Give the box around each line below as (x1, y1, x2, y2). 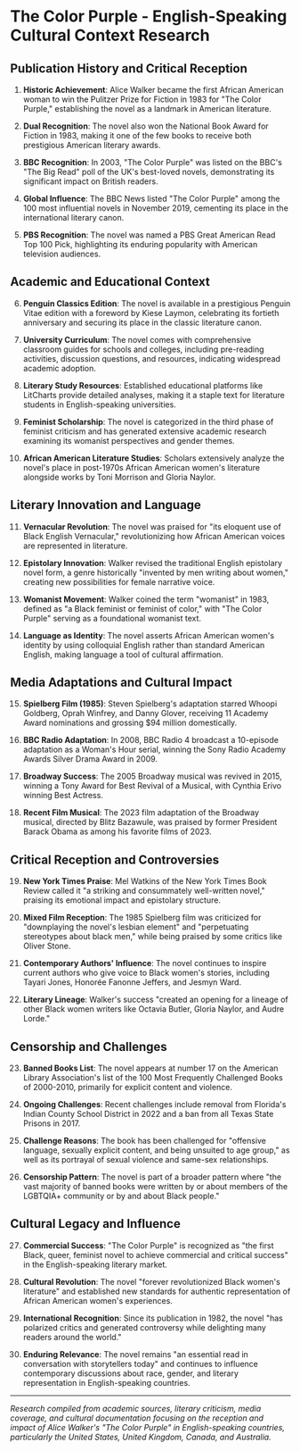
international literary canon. (22, 213, 125, 222)
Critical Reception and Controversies (10, 852, 220, 867)
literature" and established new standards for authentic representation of (22, 1286, 291, 1297)
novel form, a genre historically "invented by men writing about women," (22, 567, 288, 578)
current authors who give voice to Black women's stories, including (22, 967, 271, 979)
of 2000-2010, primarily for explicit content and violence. (22, 1082, 232, 1093)
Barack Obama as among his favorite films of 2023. (22, 826, 212, 837)
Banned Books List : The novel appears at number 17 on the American (22, 1063, 279, 1073)
